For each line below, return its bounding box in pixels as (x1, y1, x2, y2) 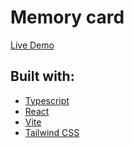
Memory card (10, 6, 125, 29)
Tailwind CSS (24, 126, 80, 138)
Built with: (10, 68, 75, 85)
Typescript (24, 94, 70, 106)
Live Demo (10, 39, 55, 51)
